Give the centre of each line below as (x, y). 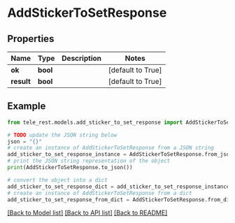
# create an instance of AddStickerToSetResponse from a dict (100, 193)
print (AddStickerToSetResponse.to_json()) (70, 168)
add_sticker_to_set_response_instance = (67, 154)
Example (27, 106)
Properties (31, 39)
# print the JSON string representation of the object (89, 161)
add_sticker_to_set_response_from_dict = (69, 200)
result (21, 81)
